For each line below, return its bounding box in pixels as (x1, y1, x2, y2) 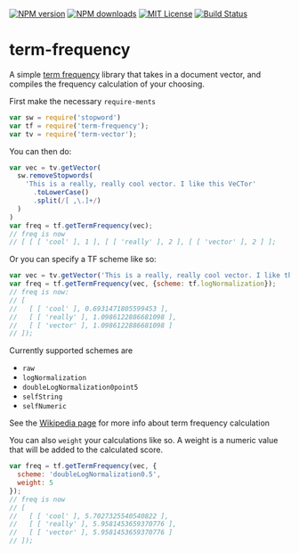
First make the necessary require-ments (9, 95, 156, 106)
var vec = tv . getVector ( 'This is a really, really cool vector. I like (9, 271, 280, 280)
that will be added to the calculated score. (9, 444, 163, 455)
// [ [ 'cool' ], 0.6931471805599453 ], (9, 304, 169, 313)
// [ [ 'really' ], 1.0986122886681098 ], (9, 312, 177, 321)
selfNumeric (21, 402, 67, 411)
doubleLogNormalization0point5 (21, 384, 139, 392)
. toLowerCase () (32, 188, 90, 197)
